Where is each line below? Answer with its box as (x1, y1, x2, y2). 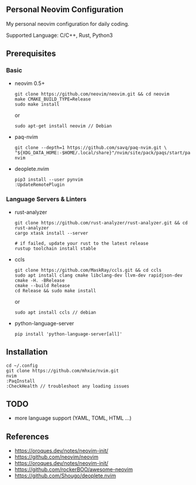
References (6, 432, 49, 442)
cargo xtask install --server (14, 230, 89, 236)
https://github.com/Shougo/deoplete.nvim (14, 472, 116, 479)
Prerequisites (6, 49, 56, 59)
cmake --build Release (14, 282, 70, 288)
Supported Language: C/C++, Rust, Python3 (6, 32, 113, 39)
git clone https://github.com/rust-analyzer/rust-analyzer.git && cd (14, 220, 188, 225)
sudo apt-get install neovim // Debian (14, 123, 112, 129)
